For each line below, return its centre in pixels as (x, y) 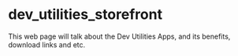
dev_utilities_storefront (86, 15)
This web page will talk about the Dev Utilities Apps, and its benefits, (119, 36)
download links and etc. (47, 44)
